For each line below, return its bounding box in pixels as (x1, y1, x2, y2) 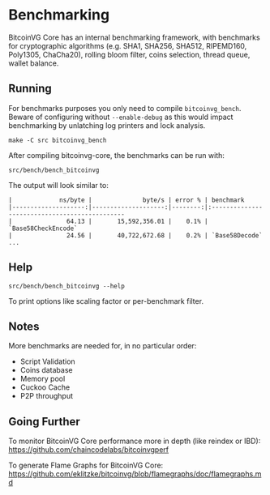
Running (8, 82, 53, 96)
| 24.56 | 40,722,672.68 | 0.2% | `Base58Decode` (8, 231, 264, 240)
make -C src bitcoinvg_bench (8, 136, 107, 144)
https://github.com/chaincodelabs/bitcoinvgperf (8, 445, 169, 454)
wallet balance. (8, 58, 59, 68)
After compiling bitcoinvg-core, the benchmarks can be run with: (8, 150, 225, 160)
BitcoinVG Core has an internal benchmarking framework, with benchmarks (8, 32, 261, 42)
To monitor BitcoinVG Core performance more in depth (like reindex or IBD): (8, 436, 261, 446)
